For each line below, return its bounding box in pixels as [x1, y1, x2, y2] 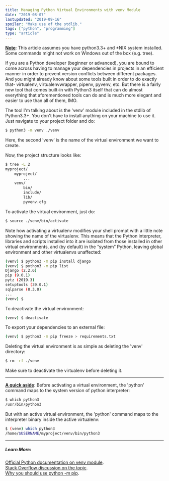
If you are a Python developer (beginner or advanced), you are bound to [5, 60, 154, 66]
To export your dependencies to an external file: [5, 324, 105, 330]
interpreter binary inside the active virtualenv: [5, 416, 100, 422]
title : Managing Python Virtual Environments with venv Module [5, 7, 141, 13]
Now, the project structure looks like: [5, 152, 81, 158]
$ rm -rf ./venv [5, 358, 39, 364]
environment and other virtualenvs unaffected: [5, 249, 102, 255]
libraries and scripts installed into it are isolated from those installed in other [5, 238, 162, 244]
